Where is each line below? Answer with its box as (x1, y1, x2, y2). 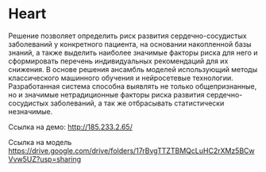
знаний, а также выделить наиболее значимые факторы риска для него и (8, 48, 258, 57)
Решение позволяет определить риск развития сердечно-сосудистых (8, 31, 248, 40)
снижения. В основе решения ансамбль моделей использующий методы (8, 64, 258, 74)
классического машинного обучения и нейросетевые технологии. (8, 73, 233, 82)
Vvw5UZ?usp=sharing (8, 154, 82, 163)
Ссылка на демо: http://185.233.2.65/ (8, 122, 133, 132)
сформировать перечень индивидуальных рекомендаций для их (8, 56, 229, 66)
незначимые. (8, 106, 53, 116)
